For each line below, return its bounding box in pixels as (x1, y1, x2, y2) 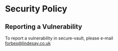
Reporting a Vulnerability (5, 23, 82, 31)
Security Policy (5, 3, 68, 14)
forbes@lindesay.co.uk (5, 40, 51, 46)
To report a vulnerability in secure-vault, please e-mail (5, 35, 114, 41)
